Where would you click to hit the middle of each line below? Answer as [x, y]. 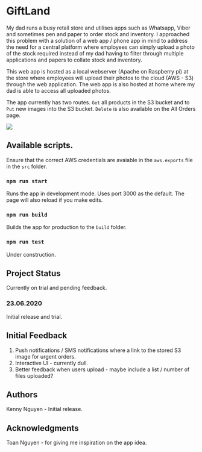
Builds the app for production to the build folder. [67, 227]
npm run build [27, 215]
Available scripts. [40, 146]
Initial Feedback [37, 336]
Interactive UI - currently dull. [52, 363]
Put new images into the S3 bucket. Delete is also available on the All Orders [101, 108]
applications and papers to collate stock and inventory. [74, 60]
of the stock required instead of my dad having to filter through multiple [95, 53]
